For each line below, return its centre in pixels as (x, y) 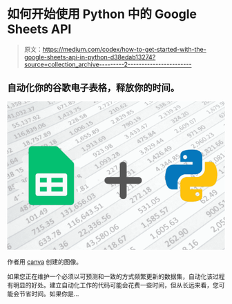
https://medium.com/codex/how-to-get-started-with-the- (125, 49)
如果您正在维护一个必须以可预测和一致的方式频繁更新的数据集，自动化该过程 (116, 276)
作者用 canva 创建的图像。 (45, 262)
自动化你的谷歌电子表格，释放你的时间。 (93, 88)
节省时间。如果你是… (49, 294)
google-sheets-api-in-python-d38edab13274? (90, 57)
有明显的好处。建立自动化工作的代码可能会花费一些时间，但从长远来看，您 (113, 285)
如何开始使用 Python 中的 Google (102, 14)
